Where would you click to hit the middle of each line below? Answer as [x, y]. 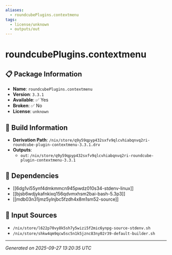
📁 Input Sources [31, 215]
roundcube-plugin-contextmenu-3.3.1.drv [56, 145]
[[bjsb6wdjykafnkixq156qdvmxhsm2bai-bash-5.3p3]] [69, 193]
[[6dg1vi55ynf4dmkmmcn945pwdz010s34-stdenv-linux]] [73, 188]
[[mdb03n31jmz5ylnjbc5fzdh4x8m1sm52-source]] [66, 199]
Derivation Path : [30, 140]
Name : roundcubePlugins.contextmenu [53, 89]
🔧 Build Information [37, 128]
